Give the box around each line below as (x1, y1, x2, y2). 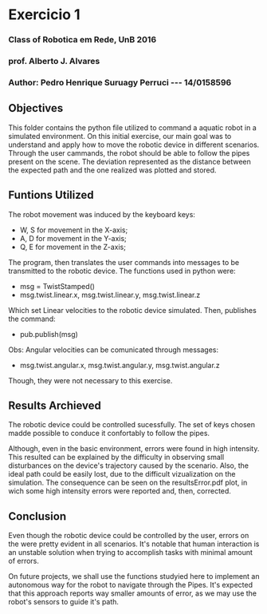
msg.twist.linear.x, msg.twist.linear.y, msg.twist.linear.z (19, 290, 201, 299)
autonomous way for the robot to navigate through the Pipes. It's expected (8, 580, 253, 590)
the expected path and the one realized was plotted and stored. (8, 165, 217, 175)
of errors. (8, 557, 40, 566)
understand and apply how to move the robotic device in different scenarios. (8, 140, 260, 149)
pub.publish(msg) (19, 329, 78, 339)
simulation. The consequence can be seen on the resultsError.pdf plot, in (8, 477, 248, 488)
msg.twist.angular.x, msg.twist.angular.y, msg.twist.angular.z (19, 360, 221, 370)
